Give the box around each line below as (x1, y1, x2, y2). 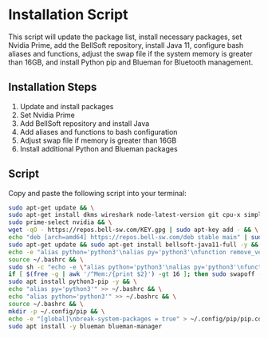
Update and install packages (19, 101, 114, 111)
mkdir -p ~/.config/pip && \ (8, 307, 105, 316)
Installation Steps (8, 81, 97, 94)
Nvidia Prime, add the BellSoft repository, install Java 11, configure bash (8, 40, 244, 49)
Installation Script (8, 6, 128, 24)
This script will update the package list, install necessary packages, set (8, 32, 242, 41)
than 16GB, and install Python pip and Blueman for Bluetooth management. (8, 57, 254, 67)
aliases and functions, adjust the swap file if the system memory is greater (8, 49, 253, 58)
